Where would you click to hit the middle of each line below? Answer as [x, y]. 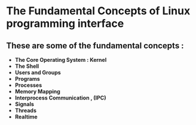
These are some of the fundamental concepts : [95, 46]
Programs [27, 79]
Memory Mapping [38, 91]
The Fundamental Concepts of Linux [98, 11]
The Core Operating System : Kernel [61, 60]
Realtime [26, 117]
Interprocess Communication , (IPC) [60, 98]
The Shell [27, 66]
